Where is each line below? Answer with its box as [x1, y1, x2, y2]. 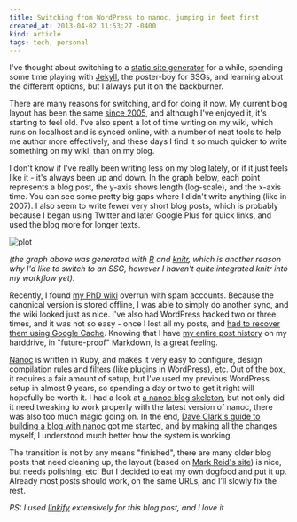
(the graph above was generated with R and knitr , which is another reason [9, 254, 282, 265]
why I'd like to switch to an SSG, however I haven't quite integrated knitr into [9, 263, 288, 274]
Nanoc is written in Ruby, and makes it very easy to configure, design [9, 355, 263, 365]
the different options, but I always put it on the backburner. [9, 81, 224, 92]
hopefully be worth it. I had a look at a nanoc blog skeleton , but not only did [9, 392, 285, 403]
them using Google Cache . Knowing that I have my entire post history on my [9, 328, 287, 339]
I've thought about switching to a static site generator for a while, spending [9, 62, 284, 73]
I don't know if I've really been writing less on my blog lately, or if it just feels [9, 163, 288, 173]
